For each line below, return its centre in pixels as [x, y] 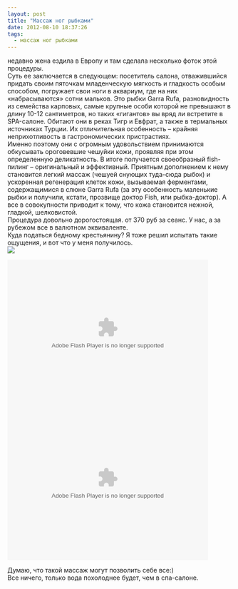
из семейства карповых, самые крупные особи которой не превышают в [119, 106]
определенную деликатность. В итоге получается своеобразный [107, 159]
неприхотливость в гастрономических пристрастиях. [89, 137]
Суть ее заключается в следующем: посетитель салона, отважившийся [117, 76]
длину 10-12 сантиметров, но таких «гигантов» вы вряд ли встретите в [115, 114]
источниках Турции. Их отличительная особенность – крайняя [103, 129]
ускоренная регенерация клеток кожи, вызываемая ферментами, [108, 182]
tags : [15, 34]
